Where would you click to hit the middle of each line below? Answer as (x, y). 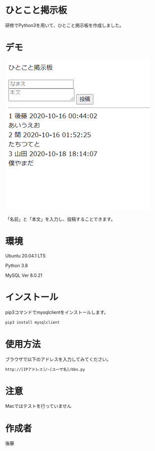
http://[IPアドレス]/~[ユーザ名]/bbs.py (45, 369)
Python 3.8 (17, 265)
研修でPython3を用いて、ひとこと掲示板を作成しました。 (65, 25)
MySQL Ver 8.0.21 (24, 275)
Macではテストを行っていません (38, 406)
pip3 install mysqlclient (32, 322)
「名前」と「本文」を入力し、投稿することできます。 (60, 219)
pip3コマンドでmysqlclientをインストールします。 (57, 312)
